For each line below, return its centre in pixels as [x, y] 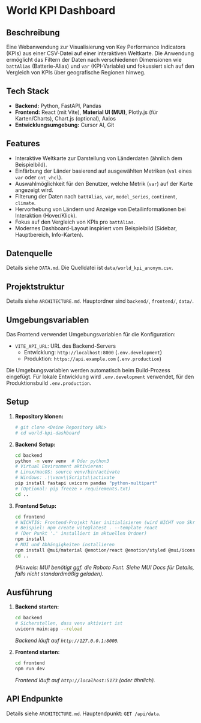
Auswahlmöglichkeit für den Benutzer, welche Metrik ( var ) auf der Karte [104, 183]
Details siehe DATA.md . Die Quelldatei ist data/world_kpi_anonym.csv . [90, 268]
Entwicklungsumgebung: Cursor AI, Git [64, 125]
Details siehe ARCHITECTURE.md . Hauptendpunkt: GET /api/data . [83, 713]
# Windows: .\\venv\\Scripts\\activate [65, 478]
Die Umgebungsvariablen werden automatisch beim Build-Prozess [88, 370]
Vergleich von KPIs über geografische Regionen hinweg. [76, 72]
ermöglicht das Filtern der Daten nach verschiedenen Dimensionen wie [94, 60]
